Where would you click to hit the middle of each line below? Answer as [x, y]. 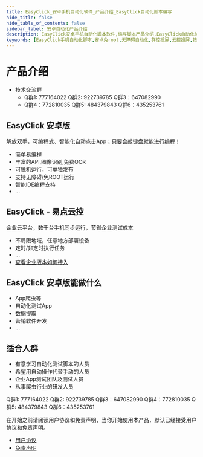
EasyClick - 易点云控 [45, 212]
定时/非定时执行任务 [40, 248]
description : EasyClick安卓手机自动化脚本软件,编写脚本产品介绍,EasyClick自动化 [100, 34]
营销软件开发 [31, 321]
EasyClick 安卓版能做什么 [54, 283]
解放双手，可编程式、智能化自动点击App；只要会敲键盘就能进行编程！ [93, 141]
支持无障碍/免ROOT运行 [44, 177]
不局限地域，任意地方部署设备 [52, 240]
